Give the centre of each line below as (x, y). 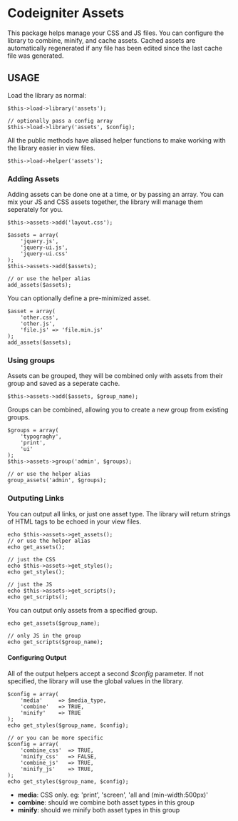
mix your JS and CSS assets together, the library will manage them (105, 202)
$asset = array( (31, 312)
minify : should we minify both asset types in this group (99, 810)
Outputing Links (36, 499)
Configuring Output (37, 658)
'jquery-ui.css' (45, 254)
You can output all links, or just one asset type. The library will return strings (119, 514)
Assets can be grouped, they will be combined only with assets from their (115, 376)
